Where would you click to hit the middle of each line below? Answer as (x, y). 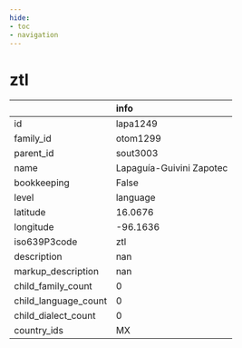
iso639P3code (46, 242)
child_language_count (60, 301)
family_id (33, 139)
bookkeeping (42, 183)
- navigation (34, 35)
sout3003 (137, 154)
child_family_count (53, 286)
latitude (30, 213)
